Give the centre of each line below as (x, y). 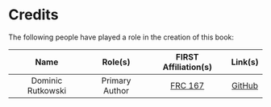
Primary (116, 80)
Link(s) (245, 62)
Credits (33, 15)
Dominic (47, 80)
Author (117, 90)
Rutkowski (47, 90)
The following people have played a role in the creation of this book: (121, 37)
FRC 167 (188, 85)
